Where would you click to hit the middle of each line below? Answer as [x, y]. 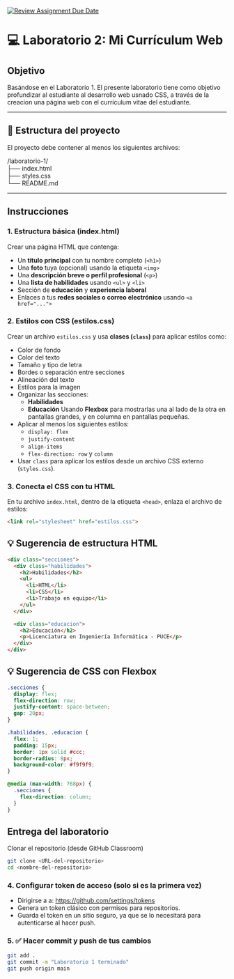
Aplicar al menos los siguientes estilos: [73, 424]
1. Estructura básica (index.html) [63, 231]
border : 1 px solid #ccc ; [49, 752]
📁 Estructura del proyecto [64, 131]
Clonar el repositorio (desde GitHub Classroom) [76, 848]
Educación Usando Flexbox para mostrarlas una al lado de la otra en [127, 409]
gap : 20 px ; [29, 714]
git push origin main [39, 969]
